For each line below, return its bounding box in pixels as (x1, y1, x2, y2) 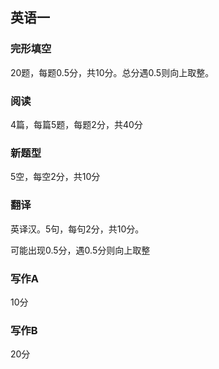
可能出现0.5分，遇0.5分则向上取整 (10, 244, 151, 256)
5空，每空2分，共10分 (10, 171, 101, 183)
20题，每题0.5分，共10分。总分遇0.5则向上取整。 (10, 66, 215, 78)
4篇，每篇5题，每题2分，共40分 (10, 118, 143, 130)
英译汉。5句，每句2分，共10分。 (10, 223, 145, 235)
